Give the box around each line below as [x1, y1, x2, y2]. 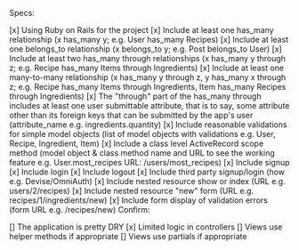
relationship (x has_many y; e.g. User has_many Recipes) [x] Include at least [9, 35, 289, 44]
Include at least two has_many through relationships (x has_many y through [9, 53, 287, 63]
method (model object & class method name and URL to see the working [9, 148, 275, 158]
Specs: [9, 8, 36, 18]
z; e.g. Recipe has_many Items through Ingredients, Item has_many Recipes [9, 82, 287, 92]
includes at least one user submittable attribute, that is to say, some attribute [9, 101, 290, 110]
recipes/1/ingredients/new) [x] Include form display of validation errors [9, 195, 269, 206]
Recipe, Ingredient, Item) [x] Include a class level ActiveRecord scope [9, 138, 264, 149]
